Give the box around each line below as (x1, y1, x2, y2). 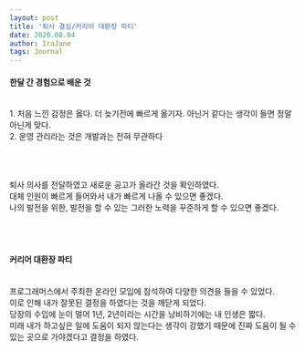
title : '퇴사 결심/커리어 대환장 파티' (9, 22, 139, 31)
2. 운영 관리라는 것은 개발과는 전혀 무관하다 (9, 131, 163, 142)
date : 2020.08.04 (9, 30, 76, 39)
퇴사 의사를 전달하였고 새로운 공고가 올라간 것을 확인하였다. (9, 180, 219, 191)
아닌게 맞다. (9, 119, 52, 130)
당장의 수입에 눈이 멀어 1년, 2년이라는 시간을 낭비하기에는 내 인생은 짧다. (9, 308, 267, 319)
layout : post (9, 13, 59, 23)
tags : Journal (9, 47, 64, 57)
